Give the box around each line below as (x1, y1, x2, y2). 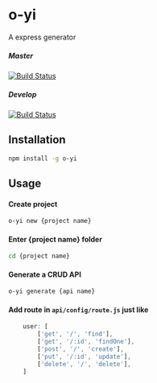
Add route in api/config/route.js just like (8, 304, 149, 315)
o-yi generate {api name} (8, 287, 95, 295)
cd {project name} (8, 252, 70, 261)
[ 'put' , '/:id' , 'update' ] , (37, 352, 131, 360)
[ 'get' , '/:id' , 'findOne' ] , (37, 338, 135, 346)
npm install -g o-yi (8, 154, 78, 163)
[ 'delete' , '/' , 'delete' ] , (37, 360, 131, 368)
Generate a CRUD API (8, 270, 82, 279)
